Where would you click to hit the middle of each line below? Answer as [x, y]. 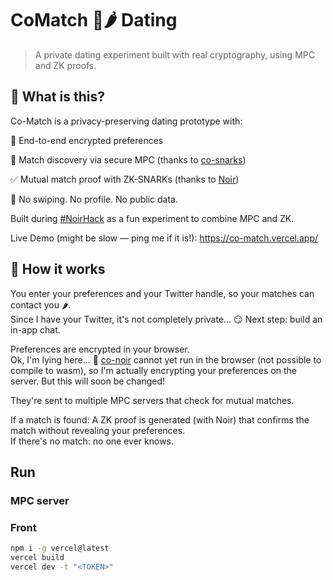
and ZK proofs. [65, 65]
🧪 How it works [58, 269]
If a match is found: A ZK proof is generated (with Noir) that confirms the [160, 419]
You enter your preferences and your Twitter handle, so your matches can [162, 293]
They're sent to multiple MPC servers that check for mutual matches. [152, 400]
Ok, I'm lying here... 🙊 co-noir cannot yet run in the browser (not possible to [166, 359]
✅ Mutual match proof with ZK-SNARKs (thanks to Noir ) [125, 179]
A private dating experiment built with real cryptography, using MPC [174, 54]
